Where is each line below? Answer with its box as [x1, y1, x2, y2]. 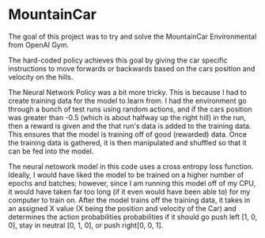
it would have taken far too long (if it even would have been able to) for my [8, 187, 251, 196]
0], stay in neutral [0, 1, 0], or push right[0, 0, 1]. [8, 220, 164, 230]
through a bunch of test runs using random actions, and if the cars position [8, 104, 253, 114]
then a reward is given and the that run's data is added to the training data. [8, 121, 252, 130]
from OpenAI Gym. [8, 40, 70, 49]
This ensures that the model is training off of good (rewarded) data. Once [8, 129, 248, 139]
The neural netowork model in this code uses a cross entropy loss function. [8, 161, 254, 171]
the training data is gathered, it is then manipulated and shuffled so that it [8, 138, 247, 147]
